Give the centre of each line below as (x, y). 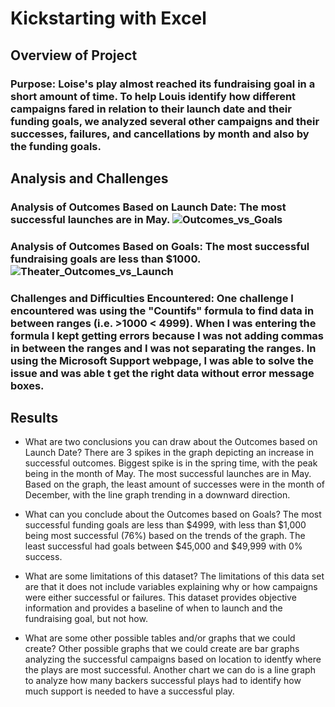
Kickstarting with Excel (108, 18)
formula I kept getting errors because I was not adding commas (167, 335)
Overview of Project (74, 55)
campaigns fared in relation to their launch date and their (151, 109)
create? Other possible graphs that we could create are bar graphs (162, 649)
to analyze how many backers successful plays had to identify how (163, 681)
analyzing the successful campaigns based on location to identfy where (173, 659)
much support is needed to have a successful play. (129, 691)
